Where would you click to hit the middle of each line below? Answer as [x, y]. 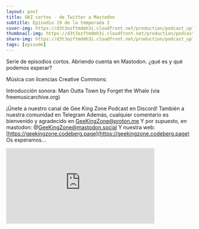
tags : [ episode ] [26, 45]
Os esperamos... [26, 140]
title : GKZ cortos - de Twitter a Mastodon [61, 17]
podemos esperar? [29, 67]
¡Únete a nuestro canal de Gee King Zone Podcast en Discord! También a [95, 108]
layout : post [22, 12]
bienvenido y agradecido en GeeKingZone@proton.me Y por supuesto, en [97, 121]
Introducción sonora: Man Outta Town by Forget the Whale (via [83, 91]
